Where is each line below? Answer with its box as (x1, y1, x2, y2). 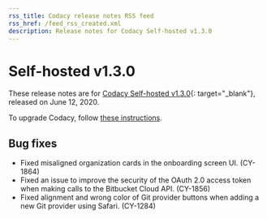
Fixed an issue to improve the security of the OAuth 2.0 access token (19, 175, 252, 185)
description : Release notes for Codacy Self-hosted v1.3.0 (8, 27, 213, 35)
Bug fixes (8, 136, 58, 150)
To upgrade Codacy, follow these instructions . (8, 113, 162, 122)
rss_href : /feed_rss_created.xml (8, 19, 122, 28)
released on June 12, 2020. (8, 97, 100, 107)
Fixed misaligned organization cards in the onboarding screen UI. (19, 158, 239, 168)
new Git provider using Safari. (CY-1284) (19, 201, 157, 211)
